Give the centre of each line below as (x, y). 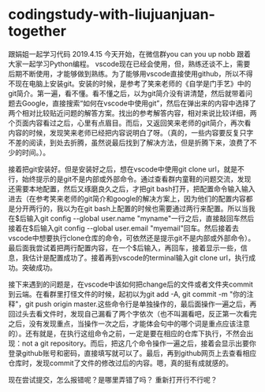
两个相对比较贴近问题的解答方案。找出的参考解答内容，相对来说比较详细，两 (132, 113)
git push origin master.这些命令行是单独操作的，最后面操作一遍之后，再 (141, 304)
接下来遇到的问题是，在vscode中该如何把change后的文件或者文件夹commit (131, 284)
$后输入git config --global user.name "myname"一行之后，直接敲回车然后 (135, 218)
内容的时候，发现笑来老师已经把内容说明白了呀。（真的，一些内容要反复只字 (131, 132)
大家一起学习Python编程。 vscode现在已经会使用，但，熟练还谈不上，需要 (129, 64)
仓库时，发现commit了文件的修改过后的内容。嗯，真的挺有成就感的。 (120, 363)
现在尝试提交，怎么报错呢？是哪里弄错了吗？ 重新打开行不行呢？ (113, 379)
